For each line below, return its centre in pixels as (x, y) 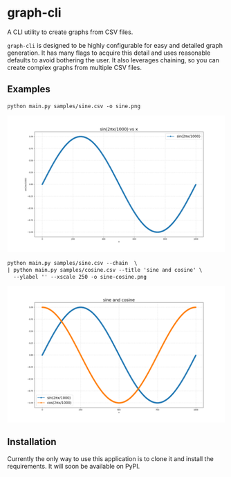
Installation (32, 442)
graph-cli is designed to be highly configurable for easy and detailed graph (115, 45)
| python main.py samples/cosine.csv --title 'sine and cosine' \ (105, 270)
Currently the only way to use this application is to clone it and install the (111, 458)
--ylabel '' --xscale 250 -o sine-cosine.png (80, 277)
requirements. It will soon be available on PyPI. (74, 466)
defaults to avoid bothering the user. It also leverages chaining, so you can (113, 60)
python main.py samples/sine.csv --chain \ (72, 263)
